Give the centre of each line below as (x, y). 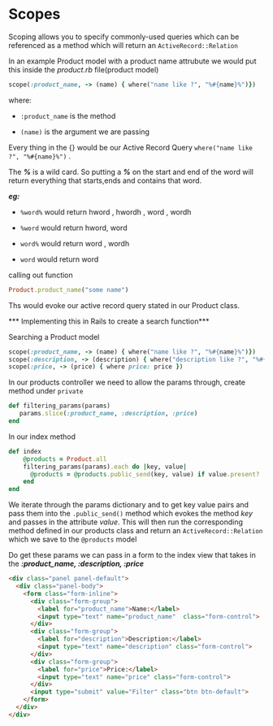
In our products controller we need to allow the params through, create (127, 382)
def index (25, 451)
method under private (46, 391)
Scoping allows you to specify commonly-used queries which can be (124, 37)
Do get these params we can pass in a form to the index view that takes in (132, 555)
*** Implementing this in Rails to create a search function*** (109, 321)
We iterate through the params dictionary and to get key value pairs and (129, 505)
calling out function (41, 275)
